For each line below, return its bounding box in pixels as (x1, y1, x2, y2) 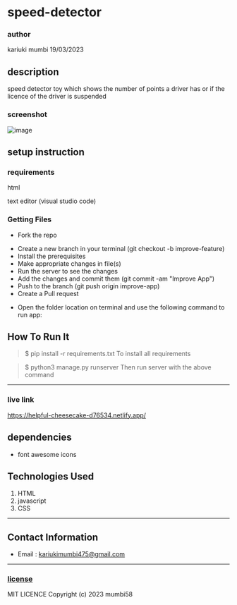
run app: (17, 310, 42, 319)
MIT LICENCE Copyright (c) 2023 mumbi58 (7, 590, 133, 599)
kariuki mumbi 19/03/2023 (7, 45, 84, 54)
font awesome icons (17, 450, 77, 458)
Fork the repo (17, 231, 58, 239)
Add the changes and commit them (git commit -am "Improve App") (17, 274, 215, 283)
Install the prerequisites (17, 252, 86, 260)
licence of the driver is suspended (7, 92, 107, 101)
